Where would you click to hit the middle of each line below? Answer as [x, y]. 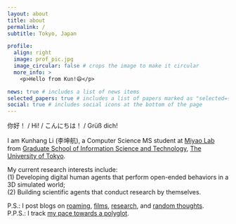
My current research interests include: [63, 170]
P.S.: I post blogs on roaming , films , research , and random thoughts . [106, 206]
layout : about [28, 14]
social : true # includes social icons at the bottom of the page [105, 105]
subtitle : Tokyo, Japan [42, 33]
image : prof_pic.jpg [44, 60]
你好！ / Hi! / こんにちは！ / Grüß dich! [63, 126]
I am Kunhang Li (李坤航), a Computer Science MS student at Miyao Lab [111, 141]
